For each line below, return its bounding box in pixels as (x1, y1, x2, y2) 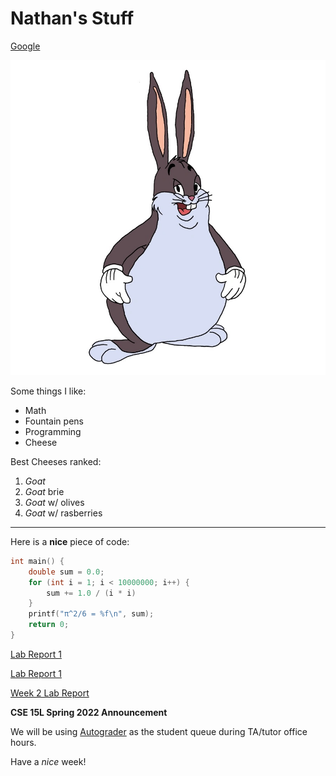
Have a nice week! (10, 755, 87, 767)
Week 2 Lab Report (10, 687, 90, 699)
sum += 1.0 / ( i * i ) (46, 588, 137, 598)
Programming (24, 425, 82, 437)
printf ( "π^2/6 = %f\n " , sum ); (28, 609, 155, 619)
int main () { (10, 556, 65, 566)
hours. (10, 736, 37, 748)
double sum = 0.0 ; (28, 567, 105, 577)
